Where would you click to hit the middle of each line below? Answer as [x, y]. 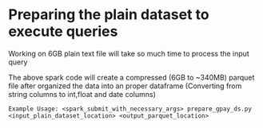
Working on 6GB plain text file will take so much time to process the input [129, 53]
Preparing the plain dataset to [109, 15]
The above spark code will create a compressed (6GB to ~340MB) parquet [131, 77]
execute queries [63, 31]
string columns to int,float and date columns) [82, 94]
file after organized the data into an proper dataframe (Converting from [125, 86]
